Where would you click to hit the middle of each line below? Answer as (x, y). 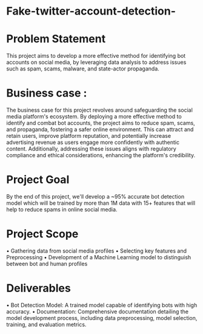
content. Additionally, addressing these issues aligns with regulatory (92, 149)
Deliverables (38, 288)
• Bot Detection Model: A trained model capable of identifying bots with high (102, 305)
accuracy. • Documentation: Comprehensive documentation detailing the (98, 312)
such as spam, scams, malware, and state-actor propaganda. (83, 69)
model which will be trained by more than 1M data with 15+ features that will (101, 203)
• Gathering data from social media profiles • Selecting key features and (96, 251)
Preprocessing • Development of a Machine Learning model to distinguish (99, 257)
